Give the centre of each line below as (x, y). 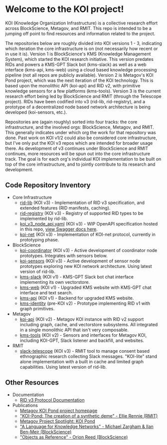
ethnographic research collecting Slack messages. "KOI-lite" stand (88, 356)
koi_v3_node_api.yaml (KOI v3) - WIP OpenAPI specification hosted (89, 223)
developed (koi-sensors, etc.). (36, 112)
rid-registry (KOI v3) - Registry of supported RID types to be (82, 213)
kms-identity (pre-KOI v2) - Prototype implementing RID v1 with (85, 303)
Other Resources (32, 383)
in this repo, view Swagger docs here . (59, 229)
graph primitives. (37, 308)
